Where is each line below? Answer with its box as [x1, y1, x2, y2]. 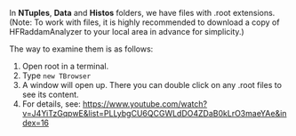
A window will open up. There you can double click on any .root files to [21, 80, 283, 90]
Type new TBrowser [21, 70, 92, 81]
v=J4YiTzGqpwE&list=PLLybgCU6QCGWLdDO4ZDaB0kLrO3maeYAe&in [21, 108, 287, 118]
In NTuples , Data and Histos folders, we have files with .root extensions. [9, 8, 276, 18]
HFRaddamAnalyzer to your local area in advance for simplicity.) [9, 27, 244, 36]
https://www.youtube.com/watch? [83, 99, 207, 109]
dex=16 [21, 117, 50, 128]
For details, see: [21, 99, 82, 109]
